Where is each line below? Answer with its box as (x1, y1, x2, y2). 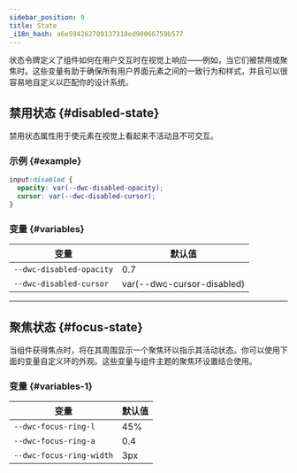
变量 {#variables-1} (9, 380, 93, 392)
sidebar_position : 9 (9, 12, 86, 22)
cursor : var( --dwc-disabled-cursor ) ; (17, 192, 156, 201)
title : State (9, 21, 57, 30)
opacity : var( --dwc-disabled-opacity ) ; (17, 183, 164, 193)
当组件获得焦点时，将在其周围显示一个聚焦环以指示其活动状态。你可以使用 (9, 345, 280, 355)
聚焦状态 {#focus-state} (9, 320, 143, 335)
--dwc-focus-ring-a (13, 436, 95, 446)
